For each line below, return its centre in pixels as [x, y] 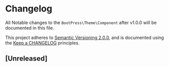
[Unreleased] [26, 59]
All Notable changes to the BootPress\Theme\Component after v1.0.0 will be [81, 22]
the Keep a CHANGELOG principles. [42, 42]
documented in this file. [30, 27]
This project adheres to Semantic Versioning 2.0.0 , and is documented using [84, 37]
